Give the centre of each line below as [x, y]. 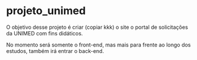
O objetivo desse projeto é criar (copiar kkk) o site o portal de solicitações [97, 27]
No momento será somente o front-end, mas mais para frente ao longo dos [98, 45]
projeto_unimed [46, 11]
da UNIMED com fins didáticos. [45, 33]
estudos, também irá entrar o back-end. [55, 51]
